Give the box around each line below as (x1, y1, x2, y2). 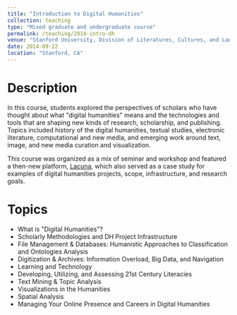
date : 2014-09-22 (7, 43, 59, 50)
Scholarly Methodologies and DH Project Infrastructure (17, 232, 178, 240)
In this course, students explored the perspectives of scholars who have (7, 103, 217, 111)
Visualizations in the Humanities (17, 285, 111, 293)
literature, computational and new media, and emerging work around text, (7, 133, 221, 142)
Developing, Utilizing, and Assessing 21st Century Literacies (17, 269, 193, 278)
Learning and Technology (17, 262, 92, 271)
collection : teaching (7, 17, 71, 24)
